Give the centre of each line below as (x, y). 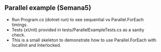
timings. (19, 25)
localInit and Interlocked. (36, 45)
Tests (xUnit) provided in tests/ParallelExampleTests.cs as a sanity (78, 30)
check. (18, 35)
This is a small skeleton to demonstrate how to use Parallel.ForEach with (84, 40)
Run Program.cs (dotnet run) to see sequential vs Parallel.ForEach (78, 19)
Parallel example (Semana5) (48, 8)
